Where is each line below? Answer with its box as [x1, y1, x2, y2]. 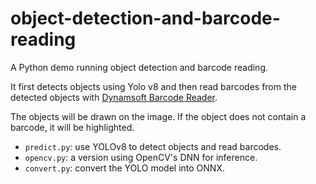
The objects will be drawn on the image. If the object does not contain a [10, 110, 307, 122]
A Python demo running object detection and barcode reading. [10, 61, 268, 73]
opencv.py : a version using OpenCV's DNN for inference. [24, 151, 258, 163]
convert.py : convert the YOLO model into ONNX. [24, 162, 225, 174]
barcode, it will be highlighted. [10, 121, 135, 133]
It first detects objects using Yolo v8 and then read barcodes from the [10, 80, 297, 92]
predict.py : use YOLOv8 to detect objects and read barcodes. [24, 140, 282, 152]
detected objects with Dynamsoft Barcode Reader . [10, 91, 218, 103]
